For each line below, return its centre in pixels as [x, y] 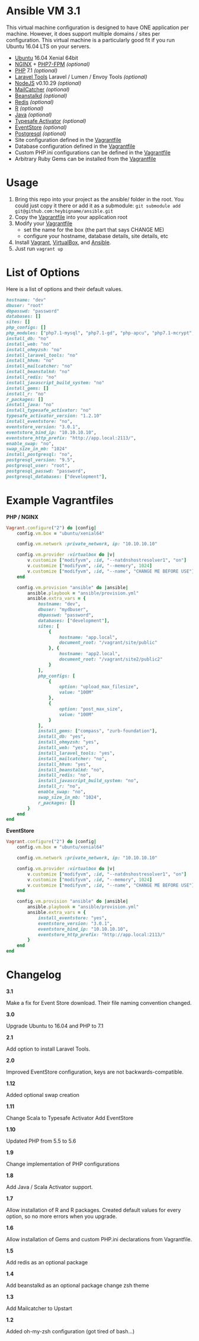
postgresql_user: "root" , [38, 466]
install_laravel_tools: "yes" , [76, 753]
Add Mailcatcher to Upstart [39, 1308]
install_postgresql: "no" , [39, 455]
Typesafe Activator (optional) [50, 121]
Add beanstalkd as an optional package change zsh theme [78, 1285]
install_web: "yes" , [63, 748]
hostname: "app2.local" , [89, 654]
